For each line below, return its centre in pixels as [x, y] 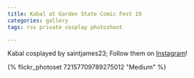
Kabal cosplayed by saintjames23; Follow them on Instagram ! [97, 53]
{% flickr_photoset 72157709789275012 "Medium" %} [87, 67]
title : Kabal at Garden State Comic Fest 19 [75, 14]
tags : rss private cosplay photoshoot [65, 27]
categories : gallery [38, 21]
